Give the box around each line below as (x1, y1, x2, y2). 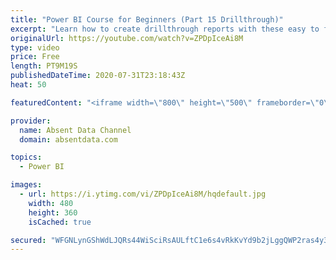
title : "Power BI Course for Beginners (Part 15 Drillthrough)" (10, 14, 284, 25)
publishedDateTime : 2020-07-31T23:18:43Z (10, 71, 186, 81)
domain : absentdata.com (19, 134, 118, 145)
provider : (10, 116, 52, 126)
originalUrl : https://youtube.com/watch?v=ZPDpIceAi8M (10, 33, 244, 43)
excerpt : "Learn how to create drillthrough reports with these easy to (10, 24, 320, 34)
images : (10, 180, 43, 190)
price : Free (10, 52, 60, 62)
